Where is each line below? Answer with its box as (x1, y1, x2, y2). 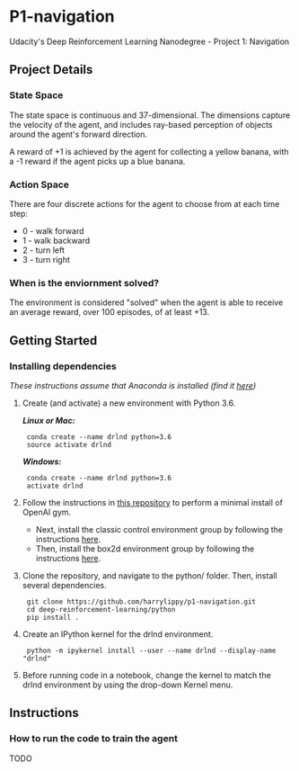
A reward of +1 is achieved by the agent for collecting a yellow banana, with (9, 146, 289, 157)
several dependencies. (22, 579, 108, 590)
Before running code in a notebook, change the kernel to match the (22, 669, 271, 680)
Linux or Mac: (22, 415, 75, 426)
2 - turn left (22, 245, 66, 256)
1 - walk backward (22, 235, 91, 246)
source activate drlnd (26, 440, 112, 449)
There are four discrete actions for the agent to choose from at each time (9, 198, 280, 209)
